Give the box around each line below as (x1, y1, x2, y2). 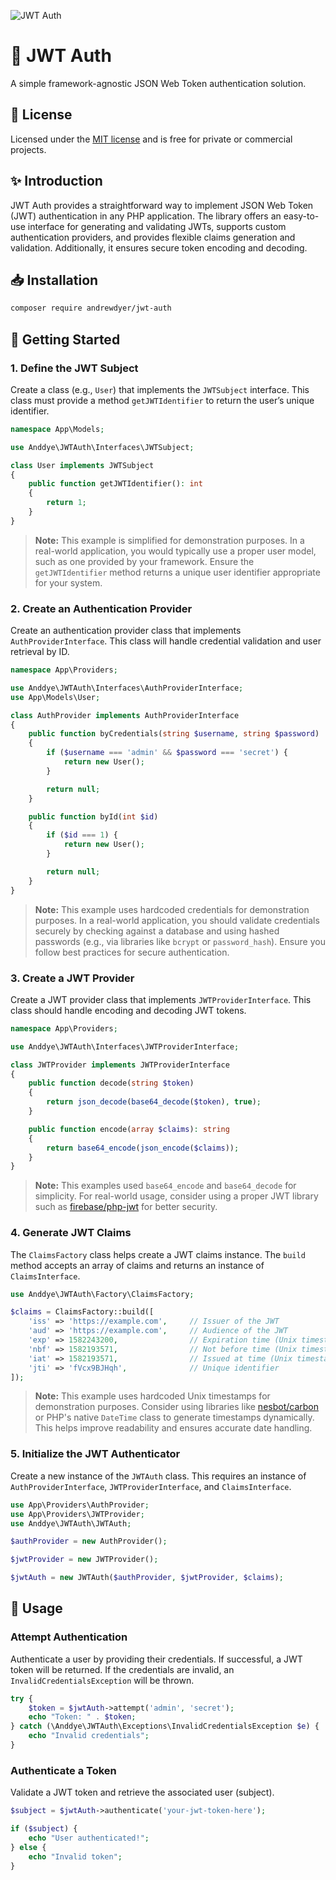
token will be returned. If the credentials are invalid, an (10, 1663, 235, 1675)
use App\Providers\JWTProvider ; (10, 1509, 145, 1519)
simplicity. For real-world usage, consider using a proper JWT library (34, 1190, 319, 1202)
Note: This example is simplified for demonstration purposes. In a (34, 534, 305, 546)
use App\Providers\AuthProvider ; (10, 1500, 150, 1510)
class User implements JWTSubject (10, 460, 155, 470)
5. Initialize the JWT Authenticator (10, 1447, 181, 1461)
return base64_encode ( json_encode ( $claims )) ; (46, 1143, 240, 1153)
